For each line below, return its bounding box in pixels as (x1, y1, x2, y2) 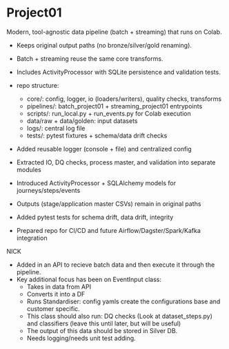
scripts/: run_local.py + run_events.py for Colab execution (26, 109, 191, 117)
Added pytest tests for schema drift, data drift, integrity (16, 213, 174, 221)
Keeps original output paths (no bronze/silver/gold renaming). (16, 41, 192, 49)
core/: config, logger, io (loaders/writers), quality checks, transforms (26, 95, 222, 103)
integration (16, 234, 48, 242)
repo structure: (16, 81, 59, 89)
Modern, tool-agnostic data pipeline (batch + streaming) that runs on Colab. (6, 28, 222, 36)
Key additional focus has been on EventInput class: (16, 275, 161, 283)
